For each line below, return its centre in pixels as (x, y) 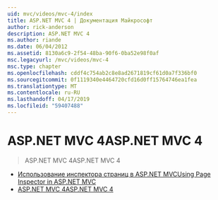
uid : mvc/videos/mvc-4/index (50, 14)
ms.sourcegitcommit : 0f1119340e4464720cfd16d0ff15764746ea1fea (102, 80)
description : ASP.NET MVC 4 (49, 34)
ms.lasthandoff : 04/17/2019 (49, 100)
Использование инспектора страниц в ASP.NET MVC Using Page (114, 174)
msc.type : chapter (34, 66)
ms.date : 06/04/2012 (38, 47)
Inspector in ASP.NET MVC (57, 182)
